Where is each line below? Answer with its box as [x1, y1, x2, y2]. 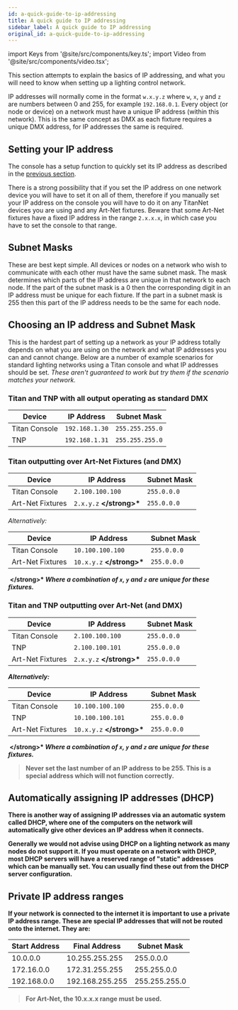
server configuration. [8, 870, 73, 879]
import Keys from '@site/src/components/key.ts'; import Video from [8, 50, 206, 58]
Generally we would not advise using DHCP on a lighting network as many [8, 839, 230, 848]
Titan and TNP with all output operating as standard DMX [8, 393, 208, 403]
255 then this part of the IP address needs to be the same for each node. [8, 298, 221, 306]
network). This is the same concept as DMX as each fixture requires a [8, 115, 212, 124]
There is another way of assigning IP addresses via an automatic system [8, 811, 226, 820]
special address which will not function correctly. [25, 771, 174, 780]
